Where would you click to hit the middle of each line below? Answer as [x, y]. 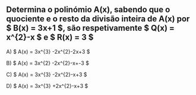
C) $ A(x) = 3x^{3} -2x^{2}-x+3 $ [47, 74]
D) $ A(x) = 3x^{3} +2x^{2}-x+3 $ [47, 86]
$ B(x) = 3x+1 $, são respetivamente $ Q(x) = [91, 28]
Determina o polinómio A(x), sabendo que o [88, 10]
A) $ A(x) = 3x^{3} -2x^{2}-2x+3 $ [48, 51]
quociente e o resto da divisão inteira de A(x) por [98, 19]
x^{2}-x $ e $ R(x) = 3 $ [50, 37]
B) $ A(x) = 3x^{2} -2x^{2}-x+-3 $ [48, 63]
